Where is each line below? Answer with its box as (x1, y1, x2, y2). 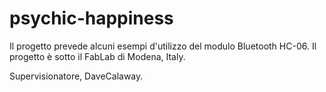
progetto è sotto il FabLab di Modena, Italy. (9, 50, 186, 62)
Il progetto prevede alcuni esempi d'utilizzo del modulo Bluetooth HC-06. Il (9, 40, 317, 52)
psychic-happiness (9, 7, 174, 30)
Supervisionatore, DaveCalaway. (9, 70, 144, 82)
